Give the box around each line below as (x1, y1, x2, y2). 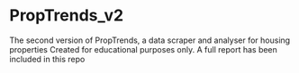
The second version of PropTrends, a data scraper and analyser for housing (9, 35, 291, 45)
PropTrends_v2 (9, 5, 124, 26)
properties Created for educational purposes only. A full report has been (9, 44, 277, 54)
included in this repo (9, 53, 86, 64)
